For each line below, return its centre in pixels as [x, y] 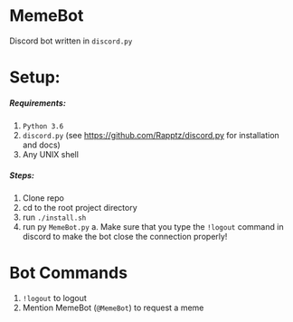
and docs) [41, 145]
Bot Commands [69, 273]
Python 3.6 [43, 127]
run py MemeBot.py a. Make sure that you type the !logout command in [153, 227]
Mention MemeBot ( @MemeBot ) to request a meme [113, 308]
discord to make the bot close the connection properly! [125, 237]
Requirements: [38, 103]
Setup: [35, 77]
